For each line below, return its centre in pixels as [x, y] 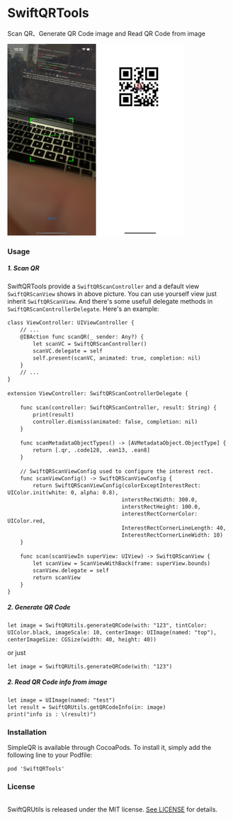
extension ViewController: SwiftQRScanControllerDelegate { [98, 393]
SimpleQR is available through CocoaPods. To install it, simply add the [109, 748]
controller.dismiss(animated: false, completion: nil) [115, 422]
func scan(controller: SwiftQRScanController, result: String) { [119, 408]
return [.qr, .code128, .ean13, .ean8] [92, 450]
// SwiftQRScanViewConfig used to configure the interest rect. [117, 471]
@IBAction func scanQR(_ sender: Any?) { [82, 337]
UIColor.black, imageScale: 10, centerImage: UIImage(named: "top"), [112, 632]
